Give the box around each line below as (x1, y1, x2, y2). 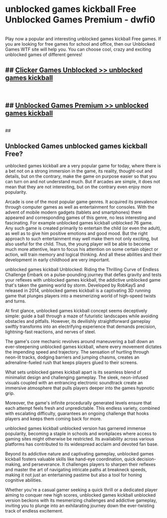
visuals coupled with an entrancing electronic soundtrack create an (5, 380, 143, 386)
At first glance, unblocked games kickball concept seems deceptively (5, 308, 148, 314)
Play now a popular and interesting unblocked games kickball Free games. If (5, 36, 162, 42)
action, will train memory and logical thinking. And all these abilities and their (5, 252, 162, 258)
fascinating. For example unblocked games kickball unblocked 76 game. (5, 220, 153, 226)
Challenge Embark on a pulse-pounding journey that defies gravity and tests (5, 272, 162, 278)
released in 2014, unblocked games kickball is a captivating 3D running (5, 288, 151, 294)
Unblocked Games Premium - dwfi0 (5, 14, 156, 25)
